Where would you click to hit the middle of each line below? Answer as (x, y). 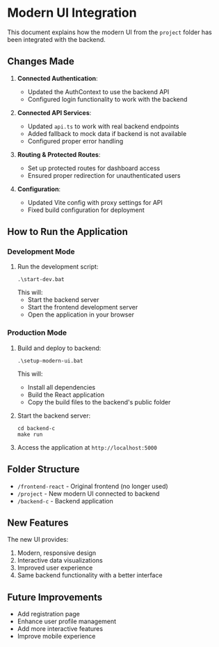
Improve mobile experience (56, 637)
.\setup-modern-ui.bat (50, 360)
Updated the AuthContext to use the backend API (98, 91)
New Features (38, 523)
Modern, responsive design (56, 553)
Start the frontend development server (83, 307)
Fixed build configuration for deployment (86, 210)
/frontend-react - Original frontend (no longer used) (92, 486)
